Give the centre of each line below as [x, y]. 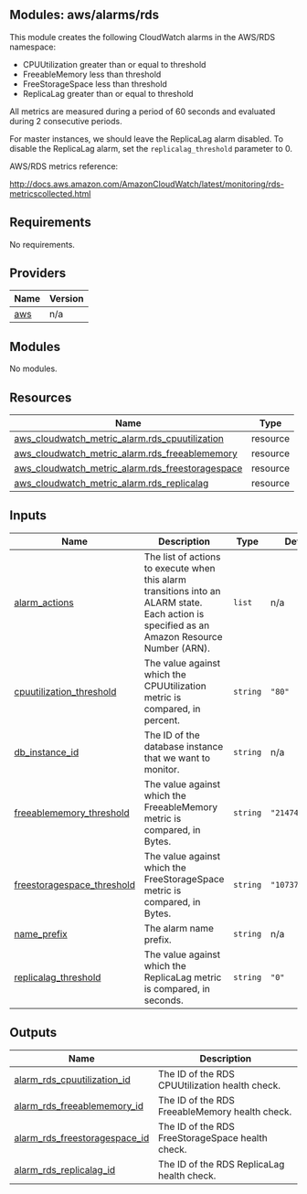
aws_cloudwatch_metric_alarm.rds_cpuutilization [119, 439]
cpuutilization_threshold [65, 691]
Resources [41, 397]
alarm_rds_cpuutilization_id [72, 1080]
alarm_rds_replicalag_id [65, 1169]
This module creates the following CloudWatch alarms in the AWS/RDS [143, 37]
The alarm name [179, 928]
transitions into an [182, 591]
